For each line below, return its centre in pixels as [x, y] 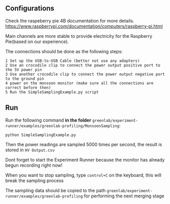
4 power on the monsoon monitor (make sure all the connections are [79, 83]
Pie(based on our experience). [37, 41]
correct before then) [28, 87]
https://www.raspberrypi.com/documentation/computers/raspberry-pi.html [84, 26]
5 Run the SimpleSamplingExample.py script [52, 92]
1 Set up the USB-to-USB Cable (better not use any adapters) [73, 61]
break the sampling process [34, 180]
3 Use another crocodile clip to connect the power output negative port [85, 74]
